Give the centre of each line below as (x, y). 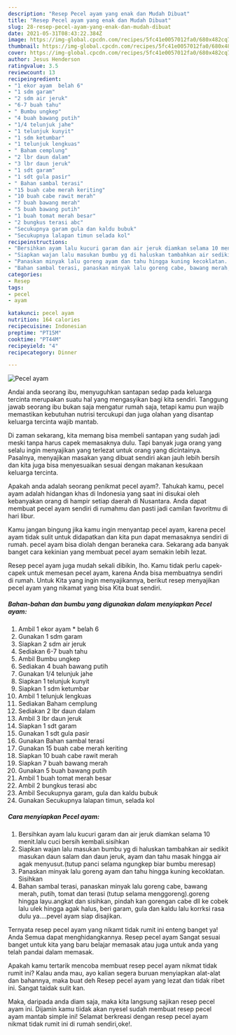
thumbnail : (24, 46)
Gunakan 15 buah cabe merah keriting (73, 748)
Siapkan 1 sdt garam (47, 726)
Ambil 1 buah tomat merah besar (65, 778)
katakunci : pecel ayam (41, 313)
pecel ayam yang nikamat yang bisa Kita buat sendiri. (85, 588)
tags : (16, 287)
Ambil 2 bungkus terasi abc (57, 785)
